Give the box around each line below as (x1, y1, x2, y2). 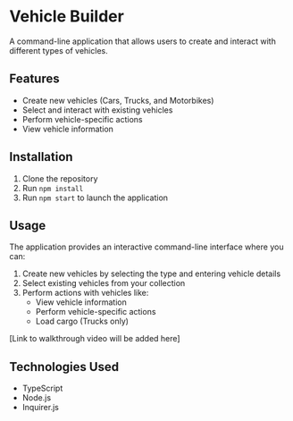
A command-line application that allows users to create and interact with (9, 36, 277, 46)
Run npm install (21, 182, 84, 193)
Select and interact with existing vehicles (21, 105, 173, 115)
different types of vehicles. (9, 45, 109, 55)
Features (9, 72, 60, 87)
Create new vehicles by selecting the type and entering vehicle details (21, 268, 281, 279)
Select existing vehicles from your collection (21, 278, 186, 289)
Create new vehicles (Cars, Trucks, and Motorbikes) (21, 95, 214, 105)
